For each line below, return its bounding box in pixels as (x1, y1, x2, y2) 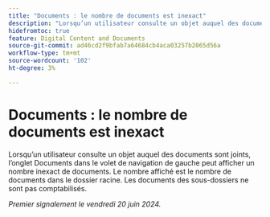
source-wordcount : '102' (8, 57, 92, 65)
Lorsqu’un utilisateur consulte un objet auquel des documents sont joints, (8, 149, 252, 159)
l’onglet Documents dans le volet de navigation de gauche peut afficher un (8, 158, 255, 167)
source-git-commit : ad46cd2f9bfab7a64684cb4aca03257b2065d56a (8, 42, 221, 50)
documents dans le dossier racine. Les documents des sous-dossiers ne (8, 174, 249, 185)
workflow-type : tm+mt (8, 49, 81, 57)
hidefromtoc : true (8, 27, 70, 35)
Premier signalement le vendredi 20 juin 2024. (8, 199, 162, 209)
